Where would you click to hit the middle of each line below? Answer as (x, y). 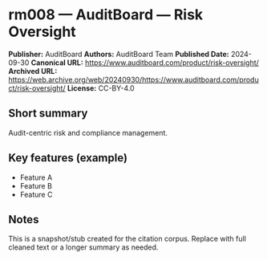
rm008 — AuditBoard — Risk (106, 15)
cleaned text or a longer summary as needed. (83, 247)
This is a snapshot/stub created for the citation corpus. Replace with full (127, 239)
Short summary (48, 114)
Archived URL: (33, 71)
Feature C (36, 194)
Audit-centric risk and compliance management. (88, 132)
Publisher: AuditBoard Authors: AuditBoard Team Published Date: (119, 54)
